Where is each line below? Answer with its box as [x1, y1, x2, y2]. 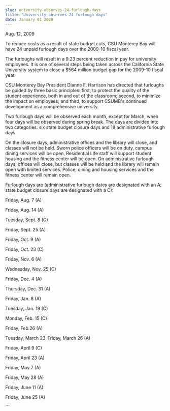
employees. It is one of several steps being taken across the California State [5, 62, 164, 68]
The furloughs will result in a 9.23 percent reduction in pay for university [5, 56, 157, 62]
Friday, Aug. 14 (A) [5, 207, 44, 213]
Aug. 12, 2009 [5, 31, 35, 37]
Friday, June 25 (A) [5, 394, 46, 400]
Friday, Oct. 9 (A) [5, 237, 41, 243]
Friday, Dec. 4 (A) [5, 276, 42, 282]
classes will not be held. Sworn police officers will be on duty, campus [5, 145, 152, 151]
